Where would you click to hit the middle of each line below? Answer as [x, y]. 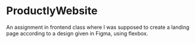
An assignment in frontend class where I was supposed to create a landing [98, 27]
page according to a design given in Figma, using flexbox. [77, 33]
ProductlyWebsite [52, 11]
